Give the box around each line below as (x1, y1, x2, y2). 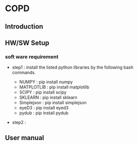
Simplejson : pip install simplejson (19, 100, 87, 106)
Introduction (5, 22, 44, 31)
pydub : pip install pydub (19, 110, 69, 116)
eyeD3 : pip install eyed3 (19, 105, 69, 111)
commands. (12, 70, 36, 75)
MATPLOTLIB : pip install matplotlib (19, 84, 90, 90)
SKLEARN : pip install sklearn (19, 94, 77, 100)
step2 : (12, 120, 26, 126)
